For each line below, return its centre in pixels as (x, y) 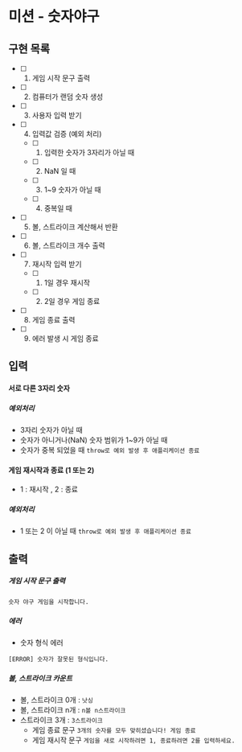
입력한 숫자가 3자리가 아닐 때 (89, 152)
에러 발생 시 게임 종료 (65, 338)
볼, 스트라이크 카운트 (40, 678)
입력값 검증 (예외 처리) (67, 134)
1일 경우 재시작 (67, 283)
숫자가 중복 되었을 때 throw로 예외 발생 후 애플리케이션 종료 (110, 450)
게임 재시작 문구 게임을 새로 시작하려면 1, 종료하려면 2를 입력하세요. (133, 740)
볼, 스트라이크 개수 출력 (69, 245)
